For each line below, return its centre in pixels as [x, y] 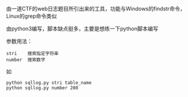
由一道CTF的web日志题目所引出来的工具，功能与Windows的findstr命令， [96, 9]
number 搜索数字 [26, 60]
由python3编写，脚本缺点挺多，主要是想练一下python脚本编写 [82, 29]
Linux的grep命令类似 [32, 16]
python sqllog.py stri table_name [49, 83]
